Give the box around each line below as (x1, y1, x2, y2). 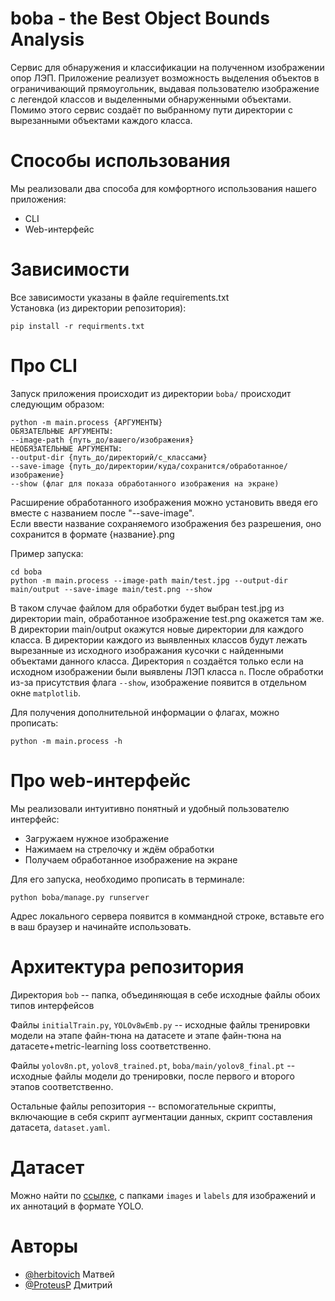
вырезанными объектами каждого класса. (10, 114, 193, 126)
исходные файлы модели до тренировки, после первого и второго (10, 1070, 295, 1082)
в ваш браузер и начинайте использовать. (10, 920, 192, 932)
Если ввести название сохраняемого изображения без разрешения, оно (10, 517, 322, 529)
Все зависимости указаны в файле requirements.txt (10, 291, 230, 303)
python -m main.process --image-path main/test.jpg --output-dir (10, 575, 288, 586)
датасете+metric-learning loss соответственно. (10, 1040, 212, 1052)
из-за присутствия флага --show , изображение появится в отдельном (10, 676, 307, 688)
